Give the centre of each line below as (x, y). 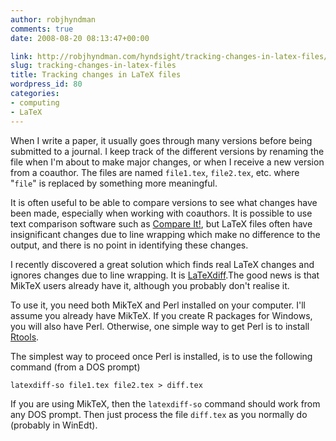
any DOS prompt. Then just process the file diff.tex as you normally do (159, 414)
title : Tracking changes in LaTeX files (96, 75)
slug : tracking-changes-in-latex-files (93, 66)
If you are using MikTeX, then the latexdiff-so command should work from (165, 403)
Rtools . (25, 337)
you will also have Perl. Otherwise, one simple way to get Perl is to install (160, 326)
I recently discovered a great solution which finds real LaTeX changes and (162, 264)
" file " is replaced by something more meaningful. (114, 183)
